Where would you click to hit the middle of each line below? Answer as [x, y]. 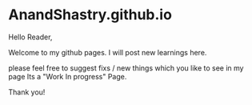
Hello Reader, [30, 37]
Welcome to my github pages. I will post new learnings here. [108, 52]
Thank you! [27, 92]
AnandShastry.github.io [90, 15]
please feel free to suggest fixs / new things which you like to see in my [126, 68]
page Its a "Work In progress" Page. [68, 76]
